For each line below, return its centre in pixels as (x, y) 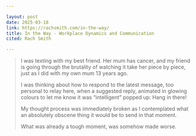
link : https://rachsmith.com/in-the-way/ (58, 28)
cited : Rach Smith (29, 39)
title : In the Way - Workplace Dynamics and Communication (80, 33)
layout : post (22, 17)
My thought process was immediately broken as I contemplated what (104, 109)
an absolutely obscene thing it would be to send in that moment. (99, 115)
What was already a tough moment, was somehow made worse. (99, 127)
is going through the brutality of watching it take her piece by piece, (103, 67)
